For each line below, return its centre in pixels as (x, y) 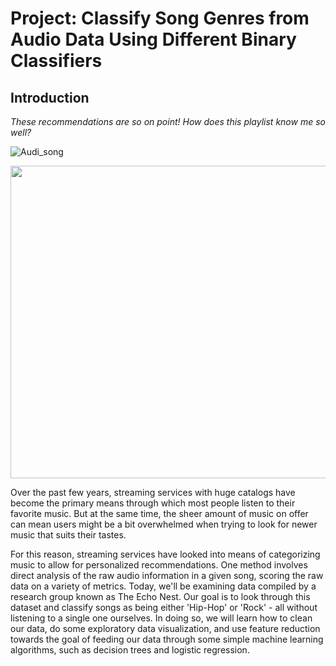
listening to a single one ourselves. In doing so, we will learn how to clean (161, 618)
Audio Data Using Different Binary (153, 39)
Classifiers (56, 61)
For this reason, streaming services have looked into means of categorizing (165, 554)
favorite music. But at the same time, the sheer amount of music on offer (159, 513)
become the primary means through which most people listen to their (153, 503)
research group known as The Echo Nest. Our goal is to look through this (160, 596)
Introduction (50, 97)
